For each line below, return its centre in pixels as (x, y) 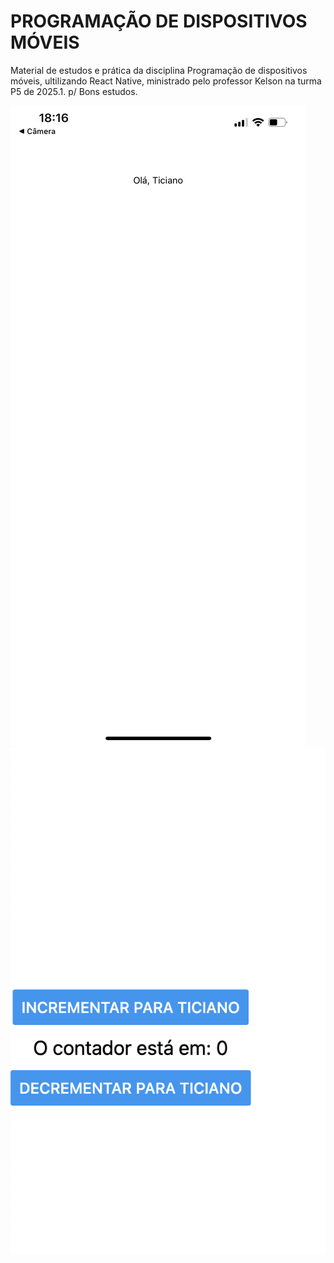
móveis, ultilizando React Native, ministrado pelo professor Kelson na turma (166, 81)
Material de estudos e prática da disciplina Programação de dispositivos (159, 70)
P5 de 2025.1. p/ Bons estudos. (74, 91)
